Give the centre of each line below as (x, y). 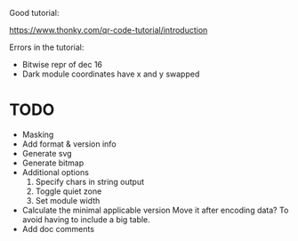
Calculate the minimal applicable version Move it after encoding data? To (155, 210)
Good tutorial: (34, 13)
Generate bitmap (53, 163)
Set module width (68, 200)
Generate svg (47, 153)
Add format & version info (69, 144)
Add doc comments (58, 229)
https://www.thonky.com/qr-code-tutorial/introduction (109, 30)
